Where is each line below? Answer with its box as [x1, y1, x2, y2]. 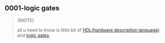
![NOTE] [17, 17, 34, 23]
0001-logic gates [5, 4, 60, 12]
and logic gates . [17, 32, 51, 38]
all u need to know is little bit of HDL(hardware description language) [17, 27, 159, 33]
